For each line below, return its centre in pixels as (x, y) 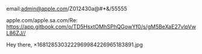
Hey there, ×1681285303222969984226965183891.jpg (75, 45)
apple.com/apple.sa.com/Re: (42, 20)
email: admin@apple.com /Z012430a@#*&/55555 (67, 9)
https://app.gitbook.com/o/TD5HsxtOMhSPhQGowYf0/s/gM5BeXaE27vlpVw (101, 27)
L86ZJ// (16, 33)
